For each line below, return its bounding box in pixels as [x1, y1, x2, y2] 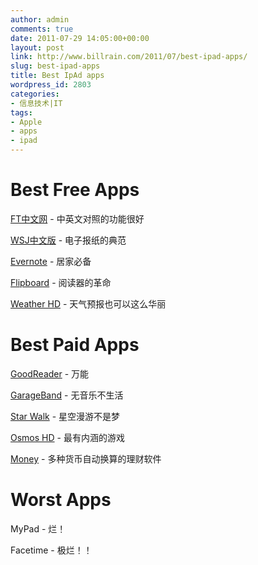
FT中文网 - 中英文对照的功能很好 [10, 212, 145, 225]
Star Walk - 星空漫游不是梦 [10, 410, 121, 422]
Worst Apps [10, 489, 112, 511]
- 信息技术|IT [10, 98, 63, 108]
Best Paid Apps [10, 334, 140, 356]
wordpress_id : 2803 [10, 80, 92, 90]
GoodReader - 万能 [10, 367, 90, 380]
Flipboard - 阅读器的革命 [10, 276, 112, 288]
